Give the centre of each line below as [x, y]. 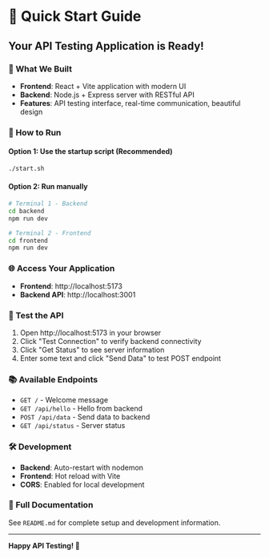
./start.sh [26, 168]
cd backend [26, 211]
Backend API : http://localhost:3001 [78, 294]
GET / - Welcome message [64, 400]
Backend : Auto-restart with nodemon [82, 467]
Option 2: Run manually [48, 187]
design [31, 111]
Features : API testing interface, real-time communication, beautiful [130, 103]
